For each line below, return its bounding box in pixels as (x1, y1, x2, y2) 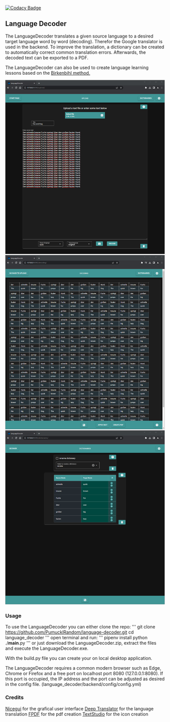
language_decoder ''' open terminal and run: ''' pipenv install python (5, 635, 148, 641)
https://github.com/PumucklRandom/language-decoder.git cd (5, 629, 134, 635)
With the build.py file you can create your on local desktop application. (5, 655, 153, 662)
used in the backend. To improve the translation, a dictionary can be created (5, 44, 164, 50)
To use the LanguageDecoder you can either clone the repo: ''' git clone (5, 624, 155, 630)
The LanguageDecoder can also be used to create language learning (5, 64, 149, 71)
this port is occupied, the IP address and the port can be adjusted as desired (5, 676, 165, 682)
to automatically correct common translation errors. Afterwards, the (5, 49, 146, 55)
